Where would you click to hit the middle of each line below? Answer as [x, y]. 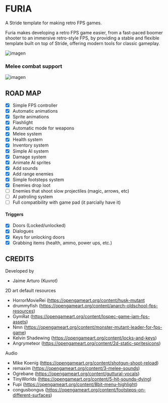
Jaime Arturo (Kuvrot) [35, 281]
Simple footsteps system [38, 180]
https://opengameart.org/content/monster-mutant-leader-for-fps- [94, 327]
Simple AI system [31, 151]
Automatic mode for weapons [43, 128]
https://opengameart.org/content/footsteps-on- [96, 390]
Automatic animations [35, 111]
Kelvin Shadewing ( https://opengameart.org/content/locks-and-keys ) [85, 338]
